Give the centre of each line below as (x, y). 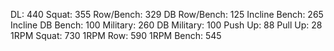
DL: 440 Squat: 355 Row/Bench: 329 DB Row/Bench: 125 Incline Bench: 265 (167, 14)
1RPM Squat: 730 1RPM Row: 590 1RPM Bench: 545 (116, 35)
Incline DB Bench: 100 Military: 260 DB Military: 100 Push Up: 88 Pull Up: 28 (166, 25)
